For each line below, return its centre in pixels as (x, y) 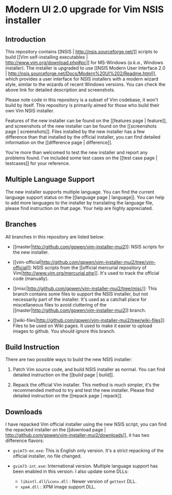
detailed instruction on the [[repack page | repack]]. (68, 396)
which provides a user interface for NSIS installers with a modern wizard (82, 79)
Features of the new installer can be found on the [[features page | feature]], (86, 121)
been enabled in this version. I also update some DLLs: (71, 471)
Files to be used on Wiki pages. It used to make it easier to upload (82, 326)
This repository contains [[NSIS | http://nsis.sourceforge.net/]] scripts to (82, 52)
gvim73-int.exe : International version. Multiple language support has (85, 466)
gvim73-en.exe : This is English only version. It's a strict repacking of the (88, 451)
